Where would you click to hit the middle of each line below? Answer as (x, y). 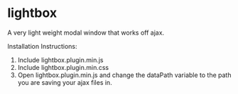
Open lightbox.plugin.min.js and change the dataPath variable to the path (124, 75)
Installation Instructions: (42, 46)
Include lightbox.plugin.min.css (63, 67)
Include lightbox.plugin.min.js (60, 60)
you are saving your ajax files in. (65, 82)
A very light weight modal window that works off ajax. (86, 33)
